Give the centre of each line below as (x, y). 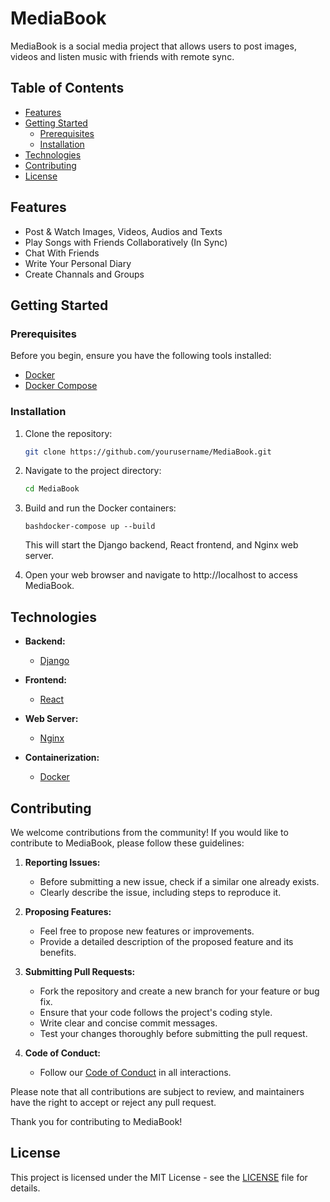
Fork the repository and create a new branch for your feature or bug (179, 991)
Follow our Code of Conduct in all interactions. (135, 1072)
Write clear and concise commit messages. (128, 1023)
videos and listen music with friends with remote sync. (122, 56)
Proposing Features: (68, 911)
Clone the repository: (68, 433)
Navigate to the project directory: (93, 471)
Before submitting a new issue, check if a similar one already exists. (179, 881)
